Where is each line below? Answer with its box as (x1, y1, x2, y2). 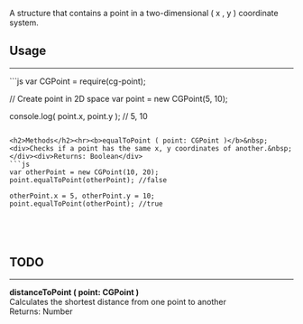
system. (9, 17, 39, 28)
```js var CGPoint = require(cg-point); (9, 76, 146, 87)
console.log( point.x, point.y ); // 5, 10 (9, 110, 149, 121)
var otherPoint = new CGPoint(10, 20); (9, 167, 160, 177)
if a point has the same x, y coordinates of (57, 143, 232, 153)
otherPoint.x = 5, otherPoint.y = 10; (9, 191, 155, 200)
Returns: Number (9, 306, 74, 317)
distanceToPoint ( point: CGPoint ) (9, 287, 140, 298)
